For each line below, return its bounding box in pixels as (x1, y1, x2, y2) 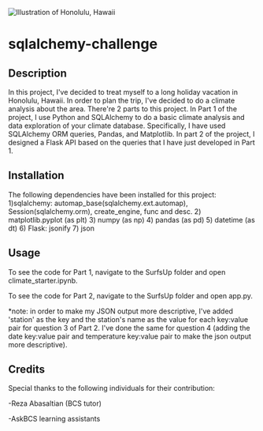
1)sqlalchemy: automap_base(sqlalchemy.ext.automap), (8, 198, 188, 208)
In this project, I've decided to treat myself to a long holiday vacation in (8, 88, 239, 96)
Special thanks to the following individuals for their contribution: (8, 384, 215, 393)
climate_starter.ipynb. (8, 275, 78, 285)
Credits (8, 363, 46, 377)
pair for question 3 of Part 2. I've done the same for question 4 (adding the (8, 323, 250, 332)
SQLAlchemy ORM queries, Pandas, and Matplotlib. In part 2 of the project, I (8, 129, 255, 138)
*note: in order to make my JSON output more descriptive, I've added (8, 306, 234, 316)
